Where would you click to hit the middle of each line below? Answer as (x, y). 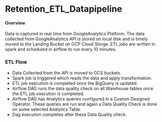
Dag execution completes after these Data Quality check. (69, 114)
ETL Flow (16, 62)
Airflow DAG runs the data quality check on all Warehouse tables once (83, 88)
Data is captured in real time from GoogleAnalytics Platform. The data (75, 34)
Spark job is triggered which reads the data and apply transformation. (82, 78)
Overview (15, 23)
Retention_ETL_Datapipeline (64, 9)
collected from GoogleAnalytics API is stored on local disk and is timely (76, 39)
